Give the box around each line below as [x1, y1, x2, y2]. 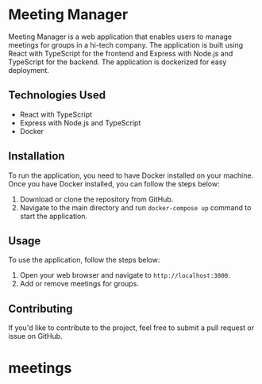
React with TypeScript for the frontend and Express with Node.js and [8, 48, 233, 58]
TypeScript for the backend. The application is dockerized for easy [8, 57, 227, 67]
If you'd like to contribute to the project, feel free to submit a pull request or [8, 323, 255, 332]
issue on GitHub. [8, 332, 63, 341]
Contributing [8, 301, 73, 315]
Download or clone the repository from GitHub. [19, 194, 174, 204]
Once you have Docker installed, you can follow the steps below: [8, 179, 220, 188]
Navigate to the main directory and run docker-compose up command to [19, 202, 252, 212]
